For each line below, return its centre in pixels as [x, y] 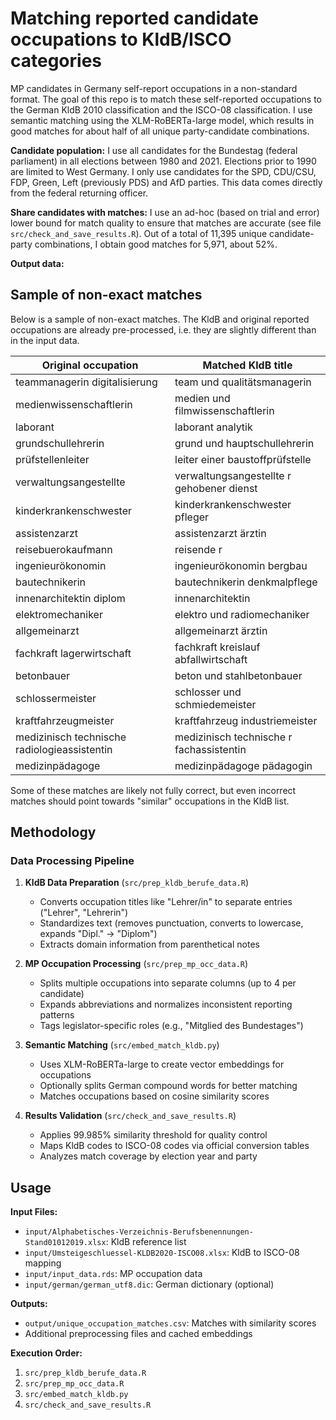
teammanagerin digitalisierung [86, 382]
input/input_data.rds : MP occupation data [113, 1274]
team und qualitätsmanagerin [243, 382]
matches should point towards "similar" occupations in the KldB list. [150, 801]
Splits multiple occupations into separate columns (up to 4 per [168, 983]
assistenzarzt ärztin [220, 533]
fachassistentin [210, 749]
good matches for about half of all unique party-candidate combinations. [160, 131]
